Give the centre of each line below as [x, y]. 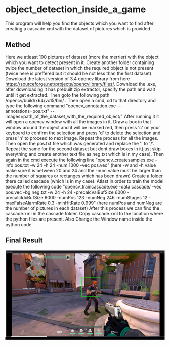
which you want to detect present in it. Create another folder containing [80, 62]
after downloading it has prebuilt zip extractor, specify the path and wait [80, 89]
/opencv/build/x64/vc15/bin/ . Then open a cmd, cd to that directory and [80, 100]
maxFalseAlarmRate [26, 203]
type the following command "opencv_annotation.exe [61, 106]
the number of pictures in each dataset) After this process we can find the [82, 208]
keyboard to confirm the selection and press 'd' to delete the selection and [83, 133]
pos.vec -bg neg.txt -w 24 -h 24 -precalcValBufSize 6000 [66, 192]
